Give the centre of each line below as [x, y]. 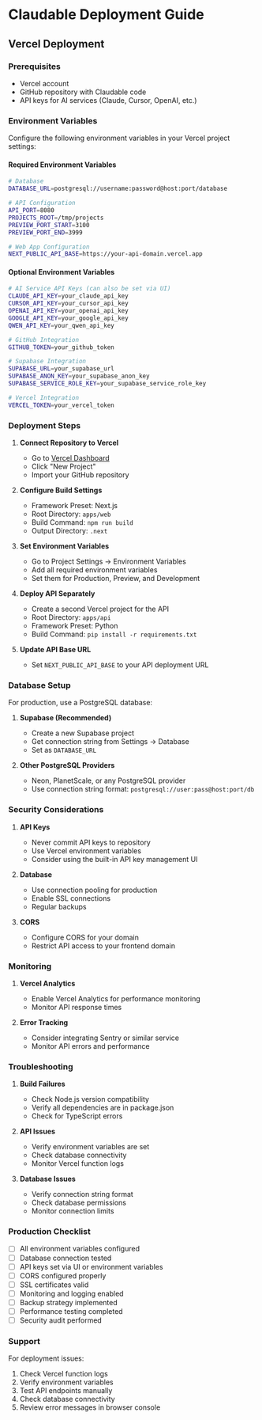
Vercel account [44, 83]
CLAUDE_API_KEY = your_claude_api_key [68, 296]
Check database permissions [79, 1203]
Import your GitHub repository [80, 475]
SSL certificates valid [54, 1285]
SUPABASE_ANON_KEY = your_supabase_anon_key [79, 376]
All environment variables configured [80, 1249]
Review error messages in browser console [90, 1407]
